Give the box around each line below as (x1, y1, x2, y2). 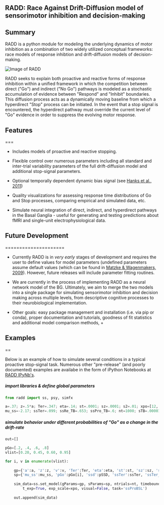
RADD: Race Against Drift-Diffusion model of (5, 4, 144, 12)
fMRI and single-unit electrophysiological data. (12, 217, 106, 224)
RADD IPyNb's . (5, 372, 35, 378)
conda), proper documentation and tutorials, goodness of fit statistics (12, 315, 152, 320)
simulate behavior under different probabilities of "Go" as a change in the (5, 419, 159, 425)
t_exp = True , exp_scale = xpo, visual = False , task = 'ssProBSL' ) (22, 486, 147, 491)
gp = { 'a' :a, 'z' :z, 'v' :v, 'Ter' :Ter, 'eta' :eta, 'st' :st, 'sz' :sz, (14, 468, 154, 473)
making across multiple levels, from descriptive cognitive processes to (12, 295, 154, 300)
